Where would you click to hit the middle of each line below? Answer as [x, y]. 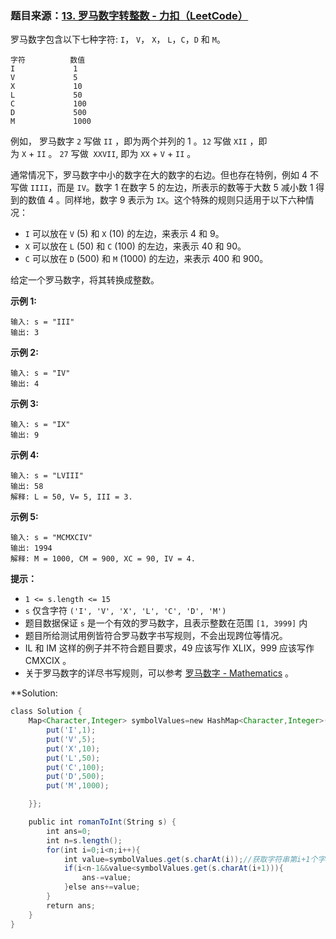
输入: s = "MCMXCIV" [51, 538]
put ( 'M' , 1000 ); [78, 786]
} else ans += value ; [102, 887]
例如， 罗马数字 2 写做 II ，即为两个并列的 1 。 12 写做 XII [129, 141]
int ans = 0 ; [69, 831]
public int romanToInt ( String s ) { [102, 822]
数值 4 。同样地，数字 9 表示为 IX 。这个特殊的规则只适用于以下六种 [166, 200]
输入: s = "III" [42, 322]
